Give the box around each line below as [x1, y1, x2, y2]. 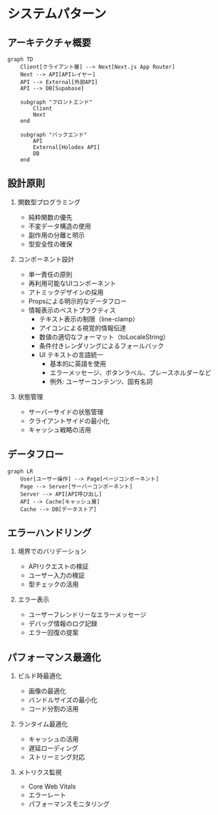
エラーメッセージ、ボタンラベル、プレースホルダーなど [49, 368, 212, 376]
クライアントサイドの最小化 [28, 416, 110, 425]
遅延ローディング [28, 744, 78, 753]
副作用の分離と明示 [28, 231, 85, 239]
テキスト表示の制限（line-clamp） [38, 314, 139, 323]
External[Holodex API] [33, 144, 100, 151]
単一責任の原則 [28, 270, 73, 279]
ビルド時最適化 [17, 671, 62, 680]
